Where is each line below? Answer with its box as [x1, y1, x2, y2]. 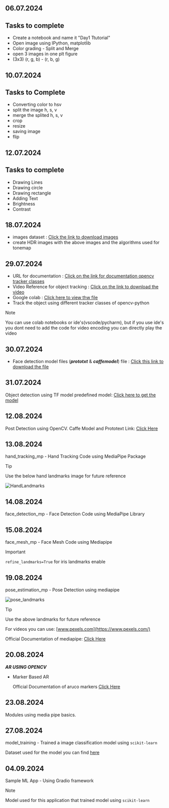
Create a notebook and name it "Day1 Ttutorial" [12, 35, 110, 41]
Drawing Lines [12, 179, 43, 185]
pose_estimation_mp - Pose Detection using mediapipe [5, 587, 120, 593]
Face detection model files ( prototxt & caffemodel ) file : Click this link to [12, 358, 164, 365]
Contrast [12, 206, 31, 212]
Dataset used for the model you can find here [5, 749, 100, 756]
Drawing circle [12, 184, 43, 190]
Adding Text [12, 195, 38, 201]
